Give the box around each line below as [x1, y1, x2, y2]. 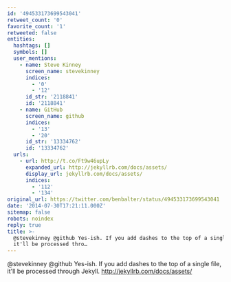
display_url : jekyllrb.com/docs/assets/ [25, 170, 143, 177]
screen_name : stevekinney [25, 68, 100, 74]
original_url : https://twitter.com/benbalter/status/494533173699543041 [7, 196, 220, 203]
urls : [13, 151, 30, 159]
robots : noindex [7, 215, 54, 222]
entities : [7, 36, 36, 43]
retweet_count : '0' [7, 17, 63, 23]
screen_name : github [25, 112, 85, 119]
